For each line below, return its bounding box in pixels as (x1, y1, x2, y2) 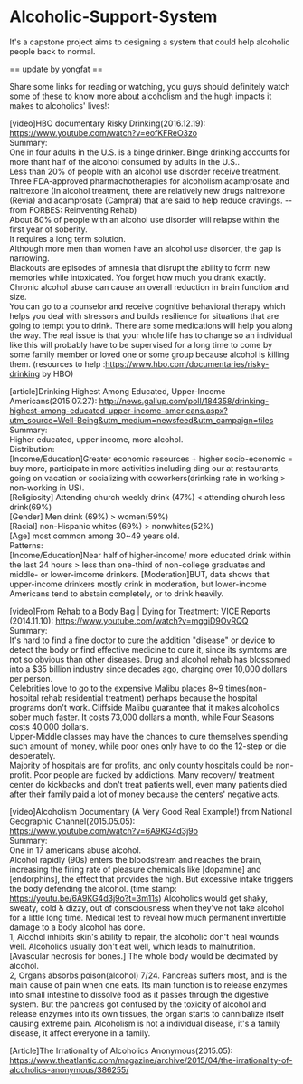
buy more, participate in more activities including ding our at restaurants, (9, 462, 280, 473)
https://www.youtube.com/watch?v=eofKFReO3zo (9, 127, 197, 138)
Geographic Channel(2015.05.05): (9, 816, 136, 827)
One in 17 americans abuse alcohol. (9, 845, 142, 856)
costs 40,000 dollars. (9, 721, 89, 731)
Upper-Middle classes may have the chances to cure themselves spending (9, 731, 289, 741)
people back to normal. (9, 45, 96, 56)
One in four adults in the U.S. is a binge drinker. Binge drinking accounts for (9, 147, 290, 158)
